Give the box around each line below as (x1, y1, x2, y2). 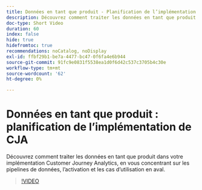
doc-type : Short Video (6, 20, 64, 26)
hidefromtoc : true (6, 43, 53, 49)
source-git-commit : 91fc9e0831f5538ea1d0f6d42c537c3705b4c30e (6, 59, 166, 65)
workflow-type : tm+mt (6, 65, 61, 71)
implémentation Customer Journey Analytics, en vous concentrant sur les (6, 159, 190, 166)
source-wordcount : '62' (6, 71, 67, 77)
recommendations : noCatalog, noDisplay (6, 48, 107, 54)
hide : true (6, 37, 34, 43)
